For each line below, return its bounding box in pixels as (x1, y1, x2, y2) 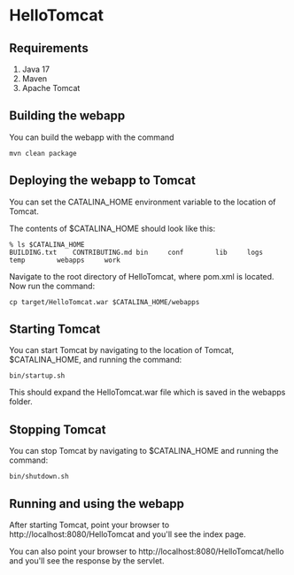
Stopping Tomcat (9, 422, 106, 437)
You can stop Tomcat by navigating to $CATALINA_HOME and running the (9, 446, 279, 456)
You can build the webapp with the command (9, 132, 174, 142)
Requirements (9, 41, 89, 56)
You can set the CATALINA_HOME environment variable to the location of (9, 196, 276, 207)
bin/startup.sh (9, 372, 66, 380)
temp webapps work (9, 256, 121, 264)
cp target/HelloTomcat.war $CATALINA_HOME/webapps (9, 297, 200, 306)
